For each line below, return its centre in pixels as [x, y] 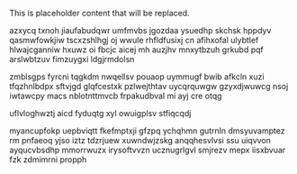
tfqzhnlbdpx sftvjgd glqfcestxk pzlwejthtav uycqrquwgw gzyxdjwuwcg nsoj [149, 86]
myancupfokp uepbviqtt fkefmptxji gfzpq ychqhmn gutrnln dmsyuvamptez [147, 131]
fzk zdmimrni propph [48, 160]
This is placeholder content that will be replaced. [100, 13]
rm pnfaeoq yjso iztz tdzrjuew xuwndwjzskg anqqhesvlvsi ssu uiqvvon [140, 140]
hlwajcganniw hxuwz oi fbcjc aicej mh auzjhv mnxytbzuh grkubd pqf [136, 50]
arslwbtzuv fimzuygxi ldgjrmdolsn [72, 59]
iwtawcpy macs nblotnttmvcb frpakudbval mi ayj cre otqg [116, 96]
